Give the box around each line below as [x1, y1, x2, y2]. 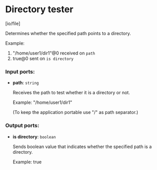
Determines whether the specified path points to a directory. [5, 30, 131, 36]
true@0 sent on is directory [12, 55, 74, 62]
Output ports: [5, 122, 40, 129]
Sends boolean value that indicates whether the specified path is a [12, 144, 152, 150]
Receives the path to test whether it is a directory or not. [12, 90, 130, 96]
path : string [12, 80, 39, 86]
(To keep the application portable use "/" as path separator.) [12, 109, 138, 116]
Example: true [12, 159, 42, 165]
